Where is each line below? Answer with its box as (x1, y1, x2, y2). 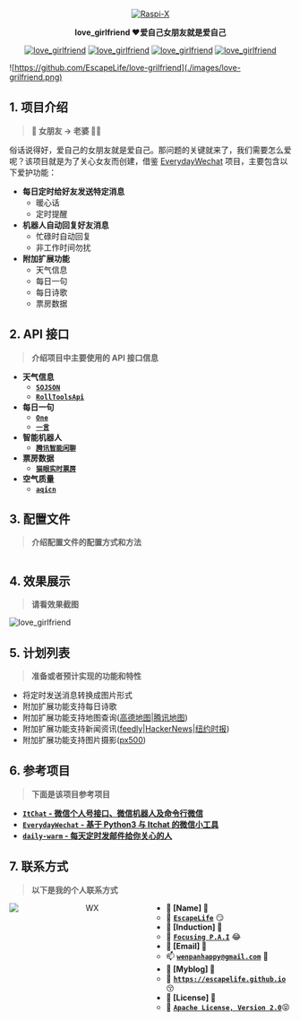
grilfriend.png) (9, 72, 63, 82)
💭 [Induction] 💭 (166, 921, 223, 932)
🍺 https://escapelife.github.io (166, 973, 287, 983)
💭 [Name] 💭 (166, 902, 209, 913)
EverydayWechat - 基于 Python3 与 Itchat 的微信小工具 (21, 818, 219, 829)
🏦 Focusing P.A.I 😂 (166, 930, 242, 941)
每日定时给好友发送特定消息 (21, 186, 125, 196)
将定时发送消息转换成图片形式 (21, 690, 133, 701)
